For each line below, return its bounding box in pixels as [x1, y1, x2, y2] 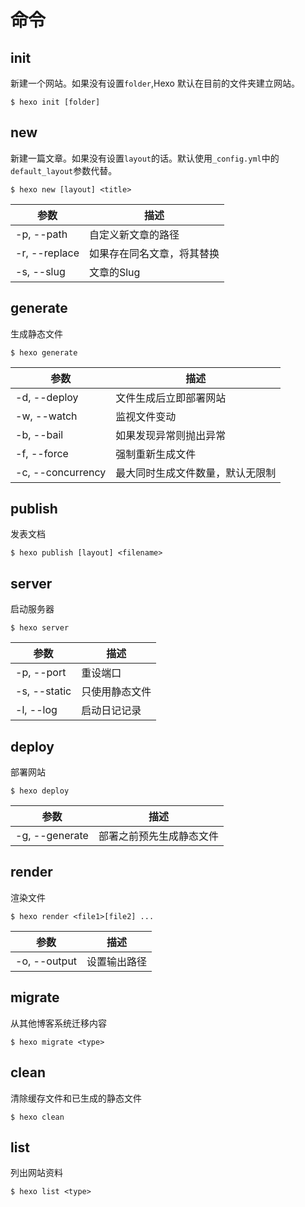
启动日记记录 [81, 704, 142, 718]
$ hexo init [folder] [10, 97, 101, 107]
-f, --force [15, 446, 69, 460]
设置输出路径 [86, 954, 148, 968]
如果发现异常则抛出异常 [115, 428, 227, 442]
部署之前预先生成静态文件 [98, 829, 219, 843]
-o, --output [15, 954, 78, 968]
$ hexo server [10, 623, 70, 633]
